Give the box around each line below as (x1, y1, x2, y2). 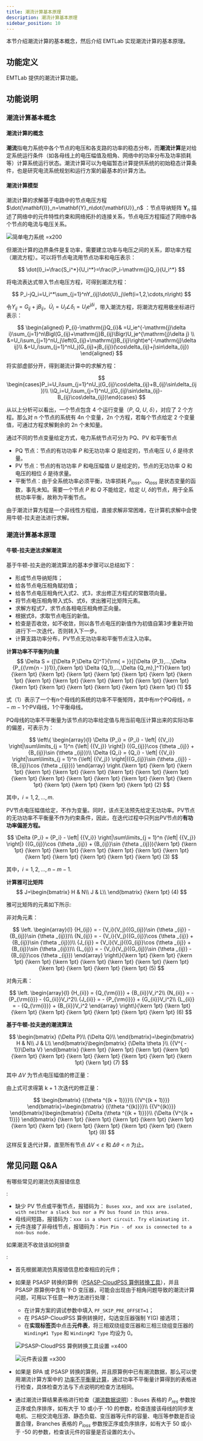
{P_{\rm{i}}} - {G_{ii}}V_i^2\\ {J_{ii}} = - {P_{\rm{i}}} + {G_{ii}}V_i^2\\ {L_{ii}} (8, 995, 195, 1003)
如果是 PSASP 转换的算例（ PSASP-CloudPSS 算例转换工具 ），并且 (14, 1279, 179, 1286)
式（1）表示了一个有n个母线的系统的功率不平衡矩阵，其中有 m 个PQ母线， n (6, 696, 192, 703)
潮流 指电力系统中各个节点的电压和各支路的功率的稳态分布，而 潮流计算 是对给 (6, 144, 197, 152)
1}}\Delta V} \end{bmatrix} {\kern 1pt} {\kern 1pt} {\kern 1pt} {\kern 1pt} (13, 1046, 190, 1054)
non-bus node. (14, 1229, 51, 1235)
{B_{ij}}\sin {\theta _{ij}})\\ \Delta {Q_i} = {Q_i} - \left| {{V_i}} (28, 749, 175, 757)
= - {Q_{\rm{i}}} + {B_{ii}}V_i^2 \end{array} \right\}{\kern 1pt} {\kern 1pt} (12, 1002, 191, 1009)
